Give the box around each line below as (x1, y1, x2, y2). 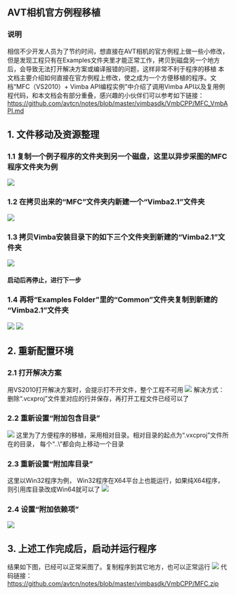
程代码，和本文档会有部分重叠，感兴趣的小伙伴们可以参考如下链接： (7, 91, 204, 99)
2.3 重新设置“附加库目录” (7, 459, 93, 469)
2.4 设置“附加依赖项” (7, 505, 79, 515)
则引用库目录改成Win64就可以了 (7, 485, 100, 493)
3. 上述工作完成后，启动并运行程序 (7, 542, 157, 555)
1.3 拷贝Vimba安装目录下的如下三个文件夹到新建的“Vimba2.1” (7, 232, 218, 242)
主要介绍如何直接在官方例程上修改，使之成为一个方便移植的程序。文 (19, 73, 216, 82)
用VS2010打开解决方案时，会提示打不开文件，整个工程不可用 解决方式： (7, 385, 225, 393)
